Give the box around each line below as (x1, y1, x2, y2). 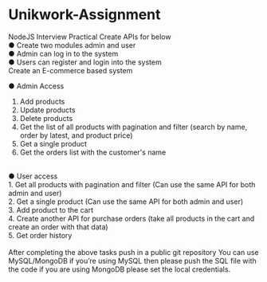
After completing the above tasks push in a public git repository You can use (8, 247, 259, 257)
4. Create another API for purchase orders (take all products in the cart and (8, 213, 255, 223)
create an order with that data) (8, 221, 109, 232)
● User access (8, 171, 58, 181)
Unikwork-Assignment (8, 6, 161, 24)
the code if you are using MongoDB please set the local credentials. (8, 264, 231, 274)
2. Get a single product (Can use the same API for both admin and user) (8, 197, 244, 206)
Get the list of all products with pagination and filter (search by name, (19, 122, 248, 131)
